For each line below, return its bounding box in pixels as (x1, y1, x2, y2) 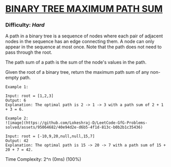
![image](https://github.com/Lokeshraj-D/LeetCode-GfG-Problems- (5, 120, 147, 126)
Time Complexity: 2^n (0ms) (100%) (5, 156, 81, 162)
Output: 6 (5, 98, 27, 103)
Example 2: (5, 116, 29, 121)
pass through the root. (5, 49, 53, 55)
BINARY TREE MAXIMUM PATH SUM (5, 3, 163, 15)
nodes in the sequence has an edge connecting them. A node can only (5, 38, 155, 45)
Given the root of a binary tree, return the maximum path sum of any (5, 69, 149, 75)
